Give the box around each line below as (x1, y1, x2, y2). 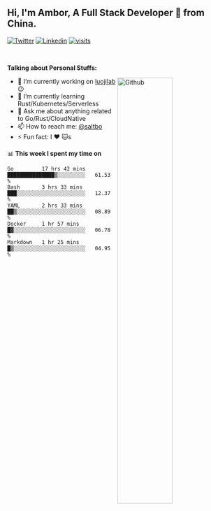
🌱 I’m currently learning (17, 92, 85, 100)
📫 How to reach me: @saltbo (17, 122, 103, 130)
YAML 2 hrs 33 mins (7, 202, 82, 209)
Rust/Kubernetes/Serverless (17, 99, 99, 108)
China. (7, 18, 37, 30)
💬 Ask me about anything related (17, 106, 112, 115)
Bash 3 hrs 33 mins (7, 183, 82, 191)
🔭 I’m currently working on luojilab (17, 77, 116, 85)
